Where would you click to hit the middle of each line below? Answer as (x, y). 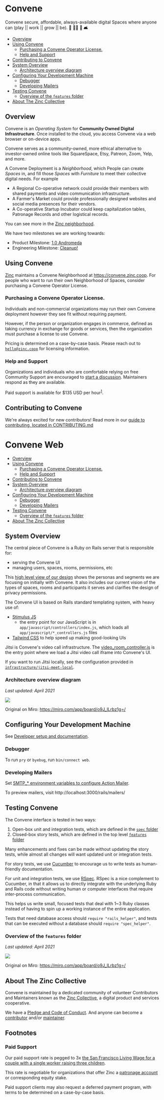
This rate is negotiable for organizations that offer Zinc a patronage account (82, 1072)
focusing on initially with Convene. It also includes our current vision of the (80, 583)
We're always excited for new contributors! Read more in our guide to (75, 420)
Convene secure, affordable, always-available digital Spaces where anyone (81, 22)
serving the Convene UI (36, 562)
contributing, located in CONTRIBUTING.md (49, 425)
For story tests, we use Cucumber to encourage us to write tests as (73, 864)
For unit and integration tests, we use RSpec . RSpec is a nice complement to (82, 878)
